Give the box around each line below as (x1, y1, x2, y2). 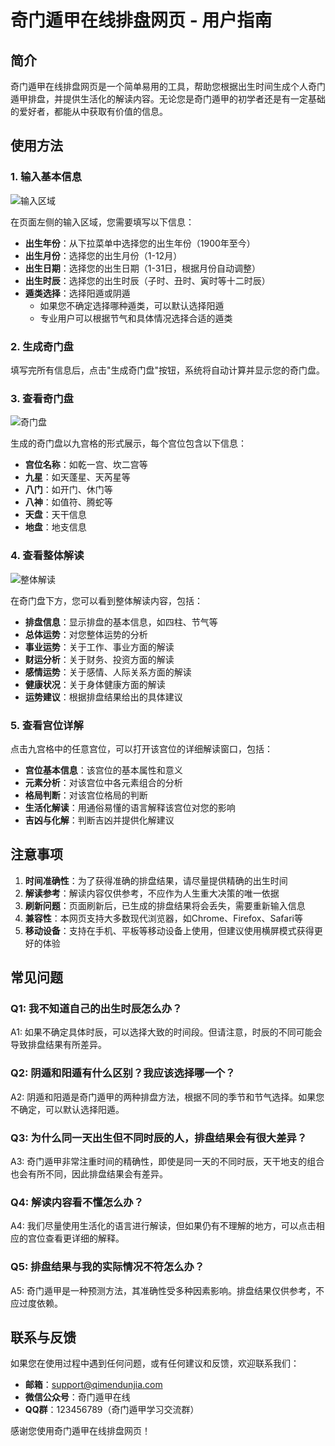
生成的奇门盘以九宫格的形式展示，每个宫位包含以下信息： (10, 437, 247, 450)
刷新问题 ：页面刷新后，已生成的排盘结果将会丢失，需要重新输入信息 (24, 899, 306, 911)
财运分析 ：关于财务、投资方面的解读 (24, 653, 175, 665)
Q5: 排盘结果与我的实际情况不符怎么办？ (10, 1260, 205, 1274)
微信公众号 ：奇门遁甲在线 (24, 1391, 131, 1403)
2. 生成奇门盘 (10, 339, 74, 353)
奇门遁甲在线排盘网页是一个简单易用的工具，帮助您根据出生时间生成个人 (10, 81, 308, 92)
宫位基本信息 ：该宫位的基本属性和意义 (24, 764, 183, 776)
